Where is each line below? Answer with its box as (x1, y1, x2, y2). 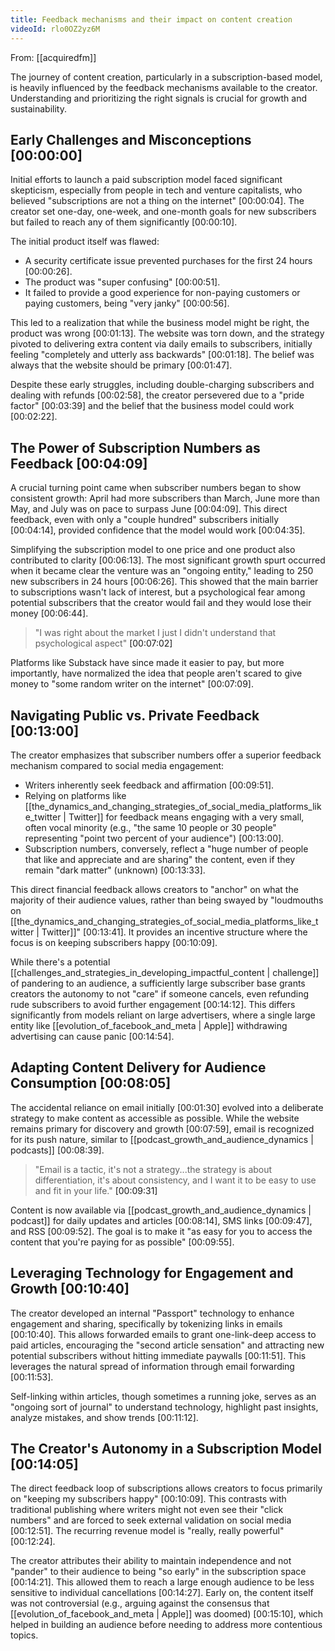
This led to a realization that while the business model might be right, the (10, 317, 310, 329)
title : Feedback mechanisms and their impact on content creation (10, 14, 293, 25)
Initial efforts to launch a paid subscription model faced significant (10, 174, 283, 186)
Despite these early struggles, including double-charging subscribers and (10, 379, 315, 391)
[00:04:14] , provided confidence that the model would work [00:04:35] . (10, 524, 306, 536)
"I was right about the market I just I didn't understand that (34, 627, 277, 639)
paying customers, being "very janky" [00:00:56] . (24, 297, 230, 310)
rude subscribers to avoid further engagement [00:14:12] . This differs (10, 998, 296, 1010)
